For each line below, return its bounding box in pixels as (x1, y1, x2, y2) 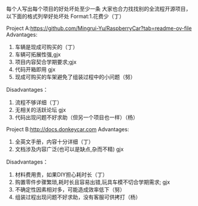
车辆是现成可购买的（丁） (14, 44, 78, 50)
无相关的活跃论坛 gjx (14, 107, 66, 113)
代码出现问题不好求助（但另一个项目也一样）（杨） (14, 114, 139, 121)
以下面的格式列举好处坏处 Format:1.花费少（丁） (6, 13, 124, 20)
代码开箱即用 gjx (14, 66, 56, 73)
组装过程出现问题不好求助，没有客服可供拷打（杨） (14, 193, 141, 201)
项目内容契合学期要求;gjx (14, 59, 77, 65)
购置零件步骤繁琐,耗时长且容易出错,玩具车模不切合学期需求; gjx (14, 178, 170, 186)
